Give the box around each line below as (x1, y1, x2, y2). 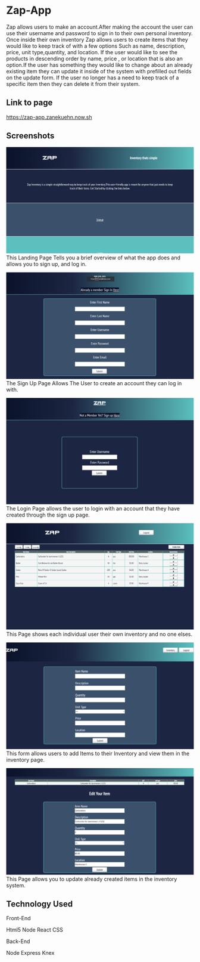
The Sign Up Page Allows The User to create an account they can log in (6, 379, 182, 386)
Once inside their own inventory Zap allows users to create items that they (6, 36, 189, 43)
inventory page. (6, 756, 45, 763)
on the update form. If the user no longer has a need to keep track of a (6, 74, 179, 81)
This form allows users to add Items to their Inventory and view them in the (6, 750, 190, 757)
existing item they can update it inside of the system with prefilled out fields (6, 67, 192, 75)
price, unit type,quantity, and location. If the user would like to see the (6, 48, 177, 55)
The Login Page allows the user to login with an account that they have (6, 505, 180, 512)
